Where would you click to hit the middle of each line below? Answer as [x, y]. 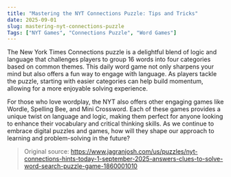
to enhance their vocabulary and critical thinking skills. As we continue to [111, 123]
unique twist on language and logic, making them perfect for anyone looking [115, 117]
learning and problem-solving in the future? [69, 139]
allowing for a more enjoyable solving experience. [78, 88]
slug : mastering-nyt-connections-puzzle [66, 26]
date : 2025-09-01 [32, 20]
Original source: [47, 152]
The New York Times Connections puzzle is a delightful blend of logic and [112, 52]
